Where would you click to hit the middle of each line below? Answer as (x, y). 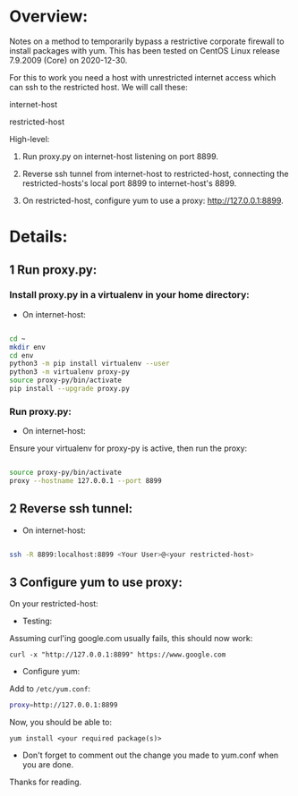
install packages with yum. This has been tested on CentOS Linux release (145, 50)
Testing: (37, 621)
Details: (38, 237)
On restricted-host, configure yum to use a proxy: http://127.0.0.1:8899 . (153, 200)
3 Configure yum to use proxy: (96, 583)
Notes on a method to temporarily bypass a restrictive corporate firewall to (147, 41)
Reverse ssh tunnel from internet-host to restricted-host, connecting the (155, 174)
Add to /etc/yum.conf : (50, 689)
